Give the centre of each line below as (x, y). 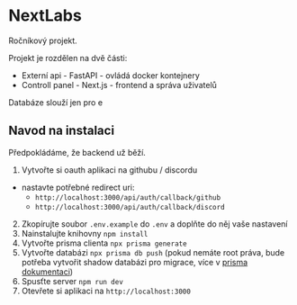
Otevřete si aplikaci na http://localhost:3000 (106, 291)
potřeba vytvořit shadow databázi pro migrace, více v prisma (135, 262)
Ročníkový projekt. (43, 40)
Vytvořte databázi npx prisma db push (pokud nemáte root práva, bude (153, 252)
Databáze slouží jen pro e (56, 102)
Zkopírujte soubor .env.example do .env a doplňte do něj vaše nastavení (154, 224)
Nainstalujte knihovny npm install (85, 233)
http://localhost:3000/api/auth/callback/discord (130, 207)
